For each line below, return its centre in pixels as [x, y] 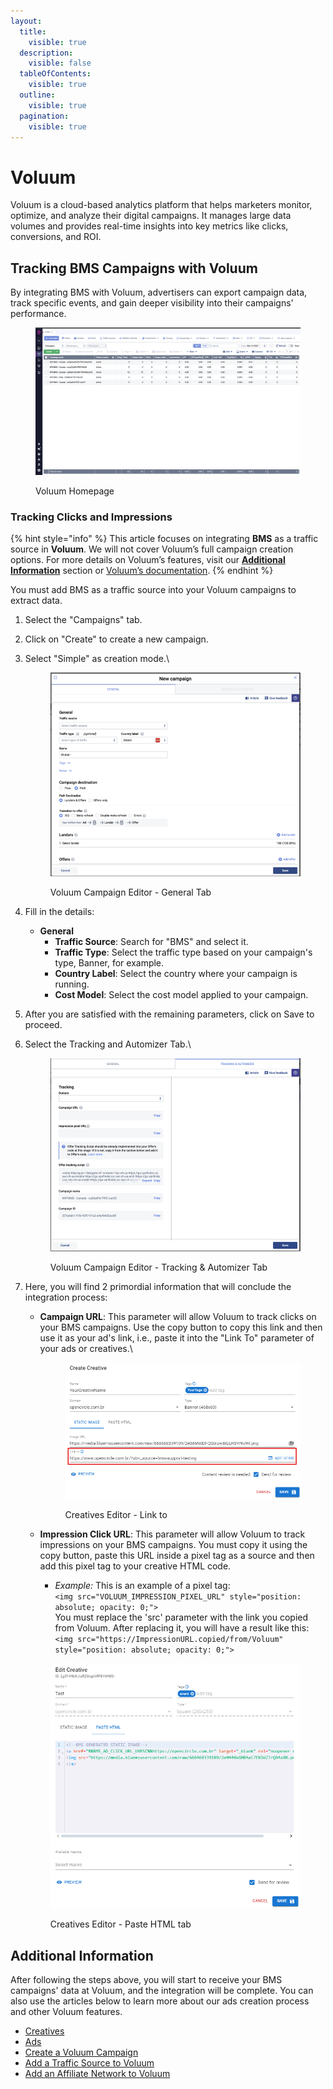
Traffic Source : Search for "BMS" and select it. [151, 941]
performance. [38, 314]
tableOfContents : [55, 74]
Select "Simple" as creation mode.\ [97, 659]
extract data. [36, 601]
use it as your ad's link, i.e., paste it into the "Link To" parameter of [177, 1337]
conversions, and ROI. [56, 237]
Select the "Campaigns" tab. [83, 620]
